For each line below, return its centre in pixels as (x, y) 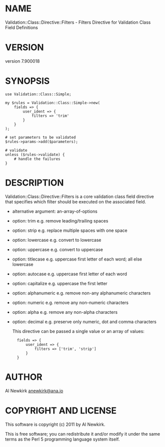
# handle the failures (37, 159)
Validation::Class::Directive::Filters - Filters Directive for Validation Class (78, 22)
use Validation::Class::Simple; (38, 94)
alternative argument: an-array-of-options (55, 211)
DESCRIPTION (34, 183)
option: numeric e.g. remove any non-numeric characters (70, 302)
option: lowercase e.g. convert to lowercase (57, 240)
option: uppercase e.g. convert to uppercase (58, 249)
